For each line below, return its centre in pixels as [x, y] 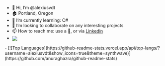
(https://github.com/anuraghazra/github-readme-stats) [61, 59]
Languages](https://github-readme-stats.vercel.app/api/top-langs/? [90, 48]
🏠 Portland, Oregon [33, 13]
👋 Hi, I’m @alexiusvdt [34, 8]
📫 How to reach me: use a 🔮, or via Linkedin [57, 31]
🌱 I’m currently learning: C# [40, 20]
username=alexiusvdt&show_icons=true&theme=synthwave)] [68, 53]
